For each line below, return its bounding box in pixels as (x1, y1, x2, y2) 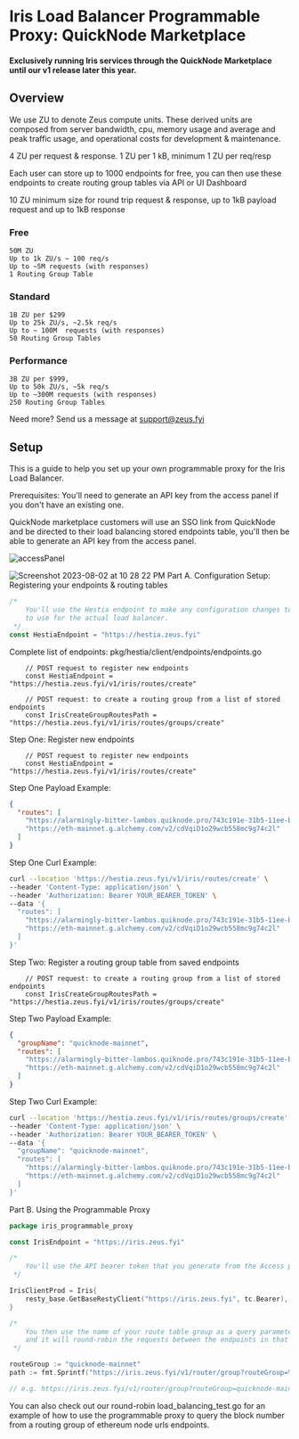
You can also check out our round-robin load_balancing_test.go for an (9, 1400, 265, 1410)
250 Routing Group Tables (9, 399, 105, 407)
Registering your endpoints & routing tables (9, 580, 168, 590)
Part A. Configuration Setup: (166, 571, 271, 581)
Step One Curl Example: (9, 857, 97, 868)
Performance (9, 355, 69, 367)
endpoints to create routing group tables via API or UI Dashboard (9, 177, 247, 188)
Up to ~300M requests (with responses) (9, 391, 158, 399)
